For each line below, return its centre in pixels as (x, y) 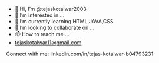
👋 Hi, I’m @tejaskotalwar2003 (50, 9)
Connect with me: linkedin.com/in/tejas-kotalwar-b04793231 (80, 54)
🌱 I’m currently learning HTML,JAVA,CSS (64, 21)
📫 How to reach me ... (42, 34)
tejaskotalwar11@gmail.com (48, 43)
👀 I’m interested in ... (39, 15)
